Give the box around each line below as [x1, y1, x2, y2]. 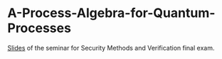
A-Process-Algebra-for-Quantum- [7, 5, 216, 21]
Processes [7, 20, 71, 36]
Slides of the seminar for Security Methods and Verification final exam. [7, 43, 215, 52]
